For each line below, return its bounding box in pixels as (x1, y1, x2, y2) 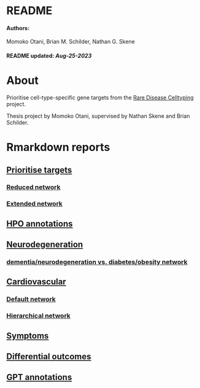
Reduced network (6, 183, 61, 192)
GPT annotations (6, 372, 72, 382)
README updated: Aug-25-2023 (6, 52, 92, 59)
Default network (6, 295, 56, 304)
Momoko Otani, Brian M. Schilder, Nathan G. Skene (6, 38, 135, 45)
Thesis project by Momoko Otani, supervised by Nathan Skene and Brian (6, 112, 190, 120)
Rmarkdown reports (6, 141, 110, 154)
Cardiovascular (6, 277, 66, 287)
